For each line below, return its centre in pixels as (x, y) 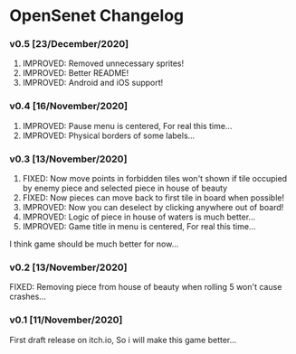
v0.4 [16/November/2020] (69, 107)
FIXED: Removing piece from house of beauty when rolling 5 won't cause (146, 287)
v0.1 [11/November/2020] (66, 320)
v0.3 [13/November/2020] (68, 159)
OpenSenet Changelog (96, 16)
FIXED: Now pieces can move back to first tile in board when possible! (153, 198)
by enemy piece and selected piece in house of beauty (125, 188)
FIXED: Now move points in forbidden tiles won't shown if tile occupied (155, 179)
